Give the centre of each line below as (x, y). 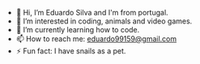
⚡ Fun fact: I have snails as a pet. (71, 51)
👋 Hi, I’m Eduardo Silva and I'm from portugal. (92, 13)
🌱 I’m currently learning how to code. (78, 30)
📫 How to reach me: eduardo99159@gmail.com (96, 39)
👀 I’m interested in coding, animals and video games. (104, 21)
